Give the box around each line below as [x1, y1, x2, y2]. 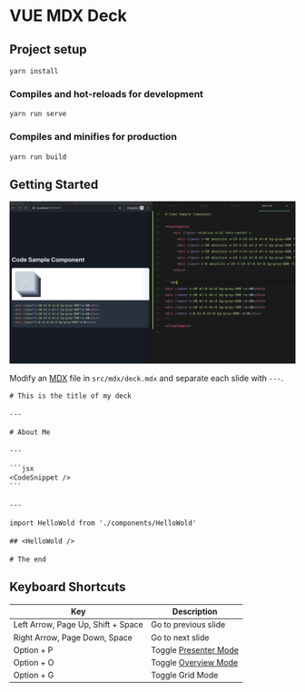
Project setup [9, 42, 88, 57]
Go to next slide [151, 632, 210, 643]
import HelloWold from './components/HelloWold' [9, 519, 197, 528]
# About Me [9, 428, 51, 437]
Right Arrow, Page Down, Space [13, 632, 133, 643]
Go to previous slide [151, 619, 226, 630]
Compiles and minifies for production [9, 131, 177, 143]
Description [172, 606, 218, 618]
